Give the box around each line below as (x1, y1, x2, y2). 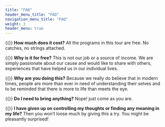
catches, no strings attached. (5, 45, 65, 51)
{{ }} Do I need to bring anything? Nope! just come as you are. (5, 96, 133, 102)
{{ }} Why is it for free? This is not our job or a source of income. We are (5, 55, 153, 61)
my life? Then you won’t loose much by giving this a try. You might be (5, 111, 149, 117)
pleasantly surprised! (5, 116, 49, 122)
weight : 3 (5, 21, 26, 27)
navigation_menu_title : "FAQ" (5, 17, 68, 22)
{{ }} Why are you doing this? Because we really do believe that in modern (5, 75, 158, 81)
